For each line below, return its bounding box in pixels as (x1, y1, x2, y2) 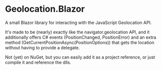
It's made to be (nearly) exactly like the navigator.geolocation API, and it (5, 29, 150, 35)
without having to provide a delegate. (5, 45, 80, 50)
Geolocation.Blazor (5, 3, 85, 15)
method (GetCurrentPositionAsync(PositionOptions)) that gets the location (5, 39, 155, 45)
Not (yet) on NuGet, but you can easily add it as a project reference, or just (5, 54, 155, 60)
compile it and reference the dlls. (5, 59, 72, 65)
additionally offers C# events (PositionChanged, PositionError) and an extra (5, 34, 157, 40)
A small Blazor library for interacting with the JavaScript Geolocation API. (5, 20, 152, 25)
